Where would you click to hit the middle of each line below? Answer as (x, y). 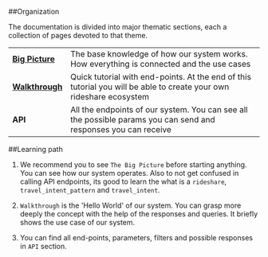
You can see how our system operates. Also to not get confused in (129, 173)
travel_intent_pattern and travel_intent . (90, 190)
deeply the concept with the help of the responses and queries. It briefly (139, 214)
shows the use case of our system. (77, 222)
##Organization (34, 12)
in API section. (43, 246)
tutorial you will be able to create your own (150, 87)
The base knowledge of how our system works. (160, 54)
